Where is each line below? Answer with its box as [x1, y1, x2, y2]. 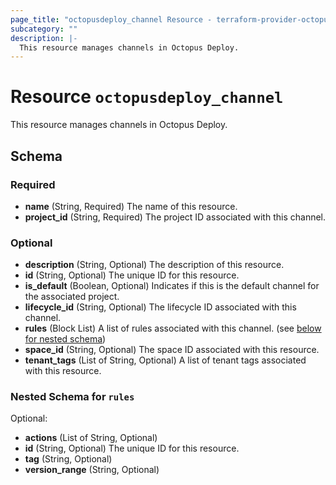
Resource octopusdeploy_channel [10, 86, 284, 108]
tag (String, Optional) [24, 453, 113, 465]
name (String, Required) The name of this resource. [24, 200, 238, 212]
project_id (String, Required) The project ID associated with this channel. [24, 211, 327, 223]
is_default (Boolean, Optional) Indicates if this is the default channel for [24, 280, 320, 292]
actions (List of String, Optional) [24, 432, 158, 444]
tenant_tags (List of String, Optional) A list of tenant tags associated [24, 354, 307, 366]
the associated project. [24, 291, 120, 303]
